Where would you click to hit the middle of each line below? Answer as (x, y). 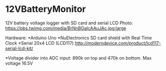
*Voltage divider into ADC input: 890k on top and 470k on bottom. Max (78, 58)
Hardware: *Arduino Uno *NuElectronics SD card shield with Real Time (78, 38)
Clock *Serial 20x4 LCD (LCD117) (39, 43)
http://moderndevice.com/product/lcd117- (118, 43)
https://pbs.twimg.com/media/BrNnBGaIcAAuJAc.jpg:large (66, 28)
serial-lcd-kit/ (19, 48)
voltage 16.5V (19, 63)
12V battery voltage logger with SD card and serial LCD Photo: (69, 23)
